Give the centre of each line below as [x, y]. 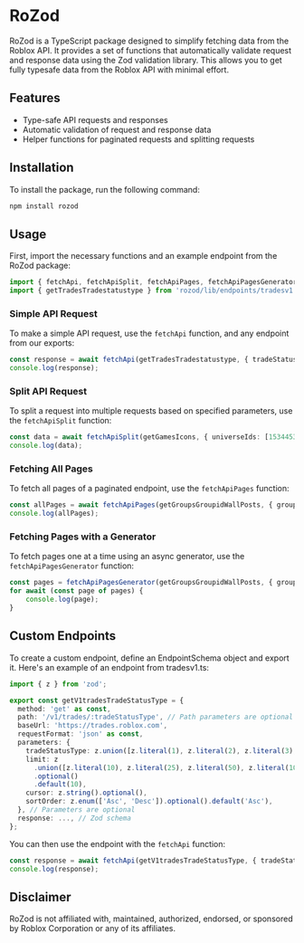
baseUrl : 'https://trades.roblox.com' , [93, 726]
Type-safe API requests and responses [95, 119]
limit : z [42, 759]
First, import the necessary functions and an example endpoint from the [143, 256]
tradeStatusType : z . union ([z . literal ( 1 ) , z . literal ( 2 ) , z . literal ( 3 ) [160, 751]
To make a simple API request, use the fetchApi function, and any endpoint [149, 333]
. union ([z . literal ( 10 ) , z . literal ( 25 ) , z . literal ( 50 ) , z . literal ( [161, 767]
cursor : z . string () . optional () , [86, 793]
